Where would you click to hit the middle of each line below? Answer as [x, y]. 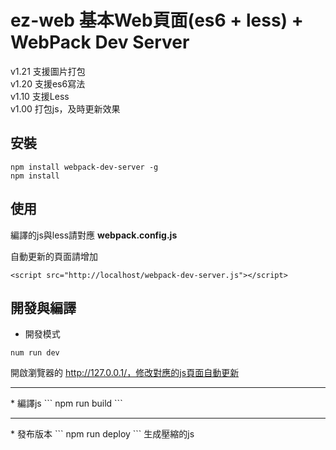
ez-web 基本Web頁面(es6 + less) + [157, 20]
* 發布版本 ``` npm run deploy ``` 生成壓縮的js [102, 434]
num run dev [35, 353]
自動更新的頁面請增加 [54, 256]
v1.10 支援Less [40, 96]
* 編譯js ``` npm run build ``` [66, 403]
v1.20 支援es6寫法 [48, 83]
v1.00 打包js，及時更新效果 [65, 108]
